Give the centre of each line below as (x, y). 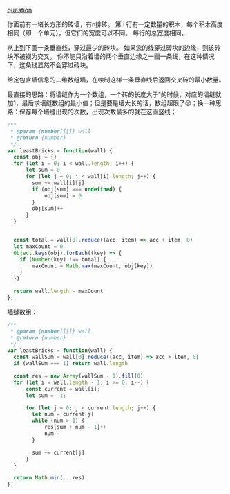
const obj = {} (35, 157)
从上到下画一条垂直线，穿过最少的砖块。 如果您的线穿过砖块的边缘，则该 (111, 47)
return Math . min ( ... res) (49, 478)
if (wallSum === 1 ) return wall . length (71, 364)
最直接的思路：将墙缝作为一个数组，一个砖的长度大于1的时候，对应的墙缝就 (114, 94)
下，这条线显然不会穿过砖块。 (49, 65)
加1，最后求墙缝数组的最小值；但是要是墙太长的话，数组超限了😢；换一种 (112, 103)
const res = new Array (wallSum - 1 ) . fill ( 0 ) (78, 376)
